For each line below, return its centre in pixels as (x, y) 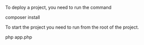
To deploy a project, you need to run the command (59, 7)
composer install (23, 17)
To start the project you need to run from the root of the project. (72, 27)
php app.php (19, 37)
